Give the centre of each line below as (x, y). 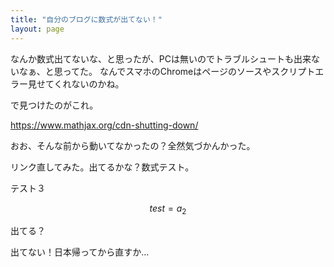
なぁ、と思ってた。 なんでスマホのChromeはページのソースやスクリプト (167, 71)
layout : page (37, 29)
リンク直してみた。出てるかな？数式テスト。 (102, 167)
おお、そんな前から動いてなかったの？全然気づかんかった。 (133, 145)
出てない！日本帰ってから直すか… (80, 252)
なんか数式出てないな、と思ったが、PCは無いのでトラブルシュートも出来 (161, 58)
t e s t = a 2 (168, 209)
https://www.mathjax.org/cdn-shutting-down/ (104, 125)
